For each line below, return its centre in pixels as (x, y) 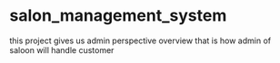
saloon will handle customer (62, 49)
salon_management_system (118, 16)
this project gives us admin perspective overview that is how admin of (140, 40)
